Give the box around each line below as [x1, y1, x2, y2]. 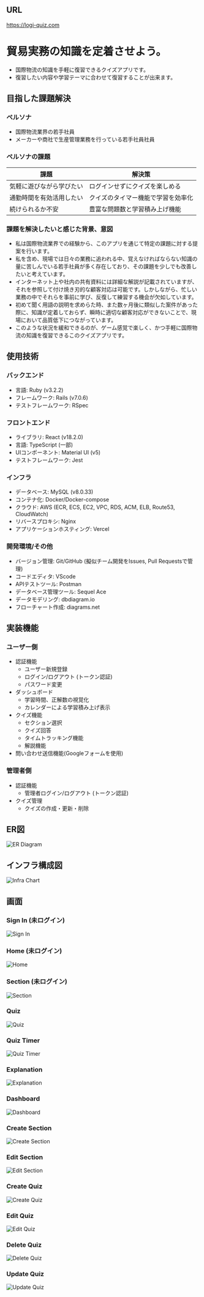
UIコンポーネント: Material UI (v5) [15, 449, 101, 456]
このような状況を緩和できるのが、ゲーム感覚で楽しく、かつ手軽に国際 [15, 324, 192, 331]
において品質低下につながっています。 [20, 317, 117, 324]
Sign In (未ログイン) [6, 915, 66, 924]
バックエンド [6, 371, 45, 380]
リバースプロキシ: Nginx [15, 517, 77, 525]
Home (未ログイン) [6, 946, 62, 955]
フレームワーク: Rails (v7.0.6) [15, 394, 89, 401]
